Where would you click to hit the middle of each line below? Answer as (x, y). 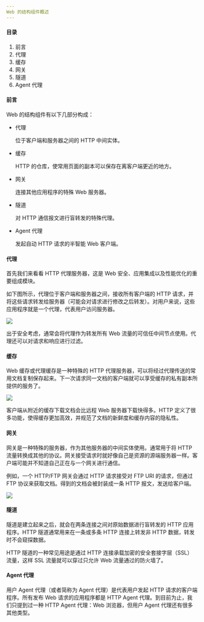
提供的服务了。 (25, 386)
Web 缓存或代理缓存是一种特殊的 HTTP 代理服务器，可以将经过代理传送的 (99, 371)
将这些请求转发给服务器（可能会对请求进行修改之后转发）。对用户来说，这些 (101, 302)
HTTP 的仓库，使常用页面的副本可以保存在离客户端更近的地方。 (95, 166)
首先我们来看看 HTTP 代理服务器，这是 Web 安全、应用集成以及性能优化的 (99, 274)
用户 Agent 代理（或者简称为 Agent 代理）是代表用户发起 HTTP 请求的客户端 (102, 590)
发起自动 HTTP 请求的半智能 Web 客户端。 (68, 244)
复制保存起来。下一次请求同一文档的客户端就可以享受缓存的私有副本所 (110, 378)
